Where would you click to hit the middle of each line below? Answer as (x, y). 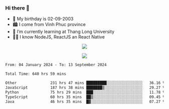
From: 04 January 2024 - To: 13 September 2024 (56, 65)
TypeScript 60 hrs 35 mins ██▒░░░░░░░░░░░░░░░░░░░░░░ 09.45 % (85, 97)
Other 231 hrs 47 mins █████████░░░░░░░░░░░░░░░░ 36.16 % (85, 83)
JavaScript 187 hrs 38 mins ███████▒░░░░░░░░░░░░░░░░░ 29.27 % (85, 87)
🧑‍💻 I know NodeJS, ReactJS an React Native (59, 37)
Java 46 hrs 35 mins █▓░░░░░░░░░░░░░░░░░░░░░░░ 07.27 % (85, 101)
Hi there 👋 (18, 8)
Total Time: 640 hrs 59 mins (36, 74)
